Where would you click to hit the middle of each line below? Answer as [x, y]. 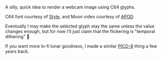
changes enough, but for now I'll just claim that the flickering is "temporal [80, 31]
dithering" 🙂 [17, 37]
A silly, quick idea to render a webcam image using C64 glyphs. [70, 7]
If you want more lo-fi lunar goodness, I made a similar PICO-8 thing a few [81, 46]
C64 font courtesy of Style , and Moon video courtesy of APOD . [70, 16]
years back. [17, 51]
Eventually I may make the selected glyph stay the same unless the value [80, 26]
